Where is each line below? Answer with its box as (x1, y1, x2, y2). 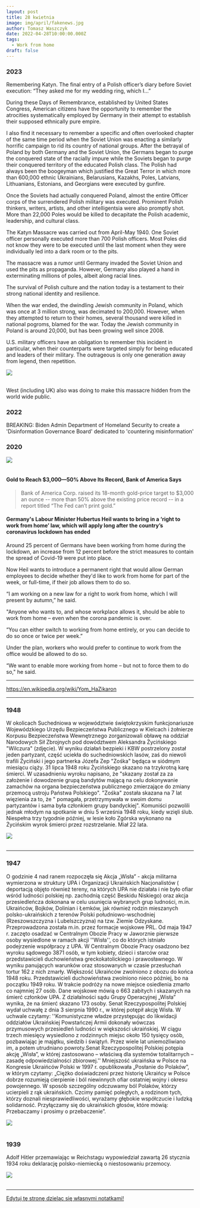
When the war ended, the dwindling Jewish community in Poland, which (6, 302, 183, 309)
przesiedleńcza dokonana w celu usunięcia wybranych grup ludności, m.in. (6, 898, 190, 905)
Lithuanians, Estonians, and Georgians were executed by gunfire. (6, 180, 165, 188)
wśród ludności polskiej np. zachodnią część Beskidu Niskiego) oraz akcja (6, 891, 189, 899)
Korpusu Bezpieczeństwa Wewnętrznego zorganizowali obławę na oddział (6, 732, 189, 740)
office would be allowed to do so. (6, 651, 88, 658)
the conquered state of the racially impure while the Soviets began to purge (6, 155, 192, 162)
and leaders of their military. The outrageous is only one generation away (6, 351, 186, 358)
